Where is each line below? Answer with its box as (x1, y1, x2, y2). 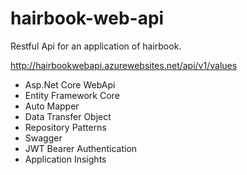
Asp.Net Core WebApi (24, 78, 116, 91)
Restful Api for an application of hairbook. (10, 40, 182, 52)
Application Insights (24, 153, 107, 165)
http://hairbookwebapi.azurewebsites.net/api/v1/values (10, 59, 238, 71)
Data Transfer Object (24, 110, 112, 122)
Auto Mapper (24, 100, 80, 112)
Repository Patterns (24, 121, 107, 133)
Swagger (24, 132, 63, 144)
